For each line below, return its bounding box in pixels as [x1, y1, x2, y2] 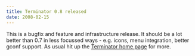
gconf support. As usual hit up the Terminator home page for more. [6, 42, 171, 50]
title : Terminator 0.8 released [6, 8, 86, 15]
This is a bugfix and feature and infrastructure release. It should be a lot [6, 30, 182, 37]
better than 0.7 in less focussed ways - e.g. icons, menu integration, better [6, 37, 190, 44]
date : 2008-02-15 [6, 14, 49, 20]
